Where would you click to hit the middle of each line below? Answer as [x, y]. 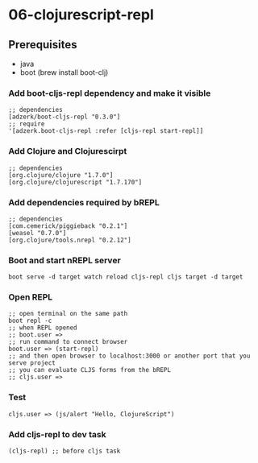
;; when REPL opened [43, 328]
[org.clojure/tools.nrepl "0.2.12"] [70, 240]
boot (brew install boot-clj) [64, 72]
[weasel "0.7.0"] [37, 233]
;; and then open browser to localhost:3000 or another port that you [129, 356]
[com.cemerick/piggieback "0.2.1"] [68, 226]
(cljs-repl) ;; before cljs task [64, 451]
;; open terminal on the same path [68, 314]
